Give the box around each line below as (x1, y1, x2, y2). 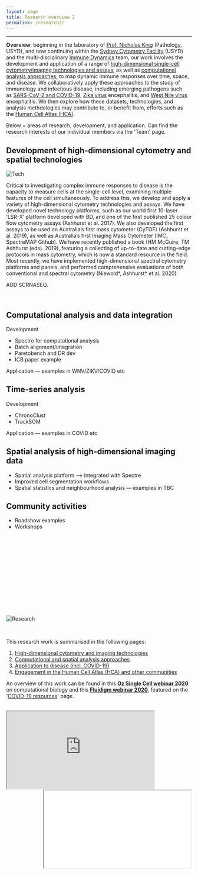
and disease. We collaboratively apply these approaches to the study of (6, 79, 180, 86)
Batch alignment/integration (14, 344, 82, 350)
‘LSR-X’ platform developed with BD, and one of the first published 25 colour (6, 214, 192, 221)
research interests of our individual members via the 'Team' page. (6, 128, 166, 135)
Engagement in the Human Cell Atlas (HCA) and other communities (14, 669, 177, 676)
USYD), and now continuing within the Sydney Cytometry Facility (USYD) (6, 48, 184, 55)
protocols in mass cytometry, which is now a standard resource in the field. (6, 251, 189, 258)
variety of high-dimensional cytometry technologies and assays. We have (6, 201, 184, 208)
